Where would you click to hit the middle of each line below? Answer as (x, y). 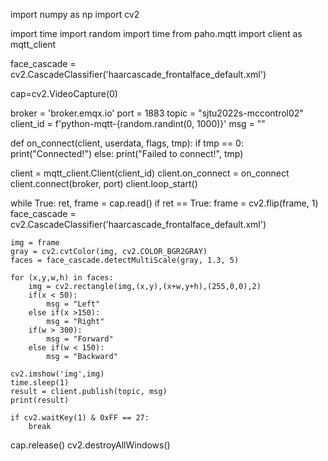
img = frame (35, 243)
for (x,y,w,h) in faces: (62, 278)
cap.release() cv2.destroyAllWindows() (90, 445)
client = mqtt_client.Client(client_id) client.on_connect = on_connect (150, 173)
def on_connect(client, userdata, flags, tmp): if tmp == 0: (127, 143)
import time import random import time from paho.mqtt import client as (156, 33)
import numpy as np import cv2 (75, 14)
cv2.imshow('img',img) (57, 374)
